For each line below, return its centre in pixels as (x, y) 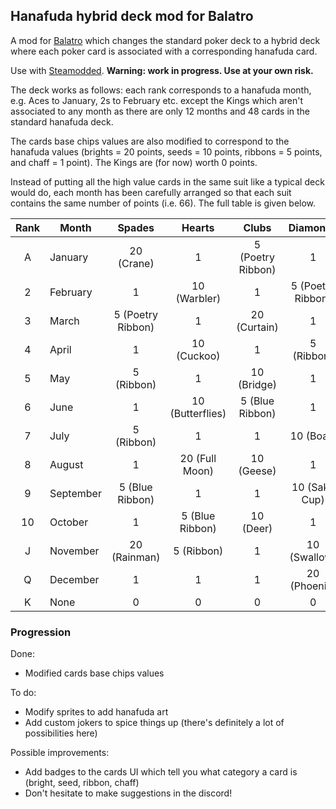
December (74, 579)
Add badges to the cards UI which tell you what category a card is (161, 772)
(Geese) (257, 471)
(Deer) (257, 528)
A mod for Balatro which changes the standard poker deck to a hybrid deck (165, 40)
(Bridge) (257, 384)
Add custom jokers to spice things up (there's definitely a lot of (154, 723)
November (74, 551)
